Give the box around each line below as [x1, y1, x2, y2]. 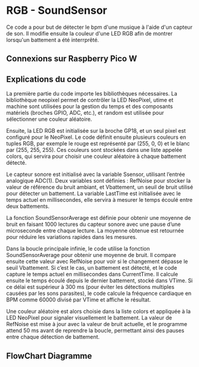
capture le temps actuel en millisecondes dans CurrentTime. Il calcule [6, 271, 179, 278]
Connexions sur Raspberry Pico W [6, 53, 137, 64]
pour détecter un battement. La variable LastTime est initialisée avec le [6, 190, 181, 197]
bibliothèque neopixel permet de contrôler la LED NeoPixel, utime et [6, 97, 174, 104]
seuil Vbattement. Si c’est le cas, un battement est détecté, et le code [6, 264, 177, 271]
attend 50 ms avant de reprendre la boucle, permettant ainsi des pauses [6, 327, 185, 334]
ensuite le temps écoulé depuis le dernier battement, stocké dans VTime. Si [6, 277, 193, 284]
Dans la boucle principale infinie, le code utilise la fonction [6, 245, 150, 252]
